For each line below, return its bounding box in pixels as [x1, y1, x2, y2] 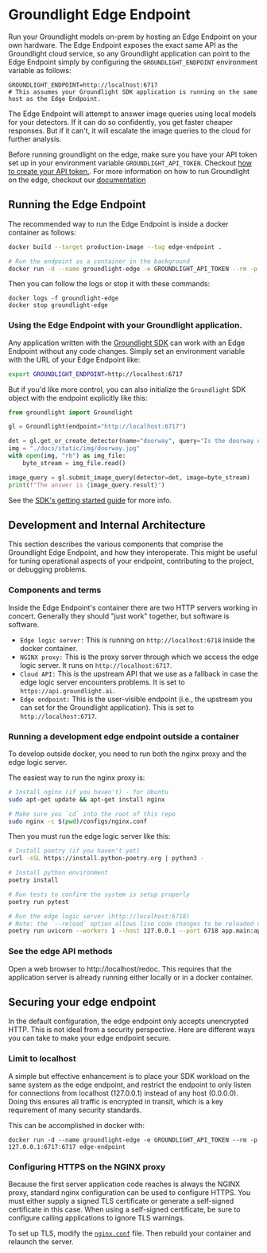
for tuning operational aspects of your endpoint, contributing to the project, [8, 557, 254, 566]
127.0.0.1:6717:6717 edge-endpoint [8, 1142, 126, 1150]
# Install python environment [8, 869, 109, 877]
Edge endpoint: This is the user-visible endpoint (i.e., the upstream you [19, 694, 253, 704]
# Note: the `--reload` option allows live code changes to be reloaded [8, 920, 254, 928]
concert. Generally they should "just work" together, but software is [8, 611, 230, 621]
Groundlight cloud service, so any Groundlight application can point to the [8, 48, 250, 58]
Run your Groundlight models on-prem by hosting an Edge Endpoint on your [8, 32, 257, 41]
